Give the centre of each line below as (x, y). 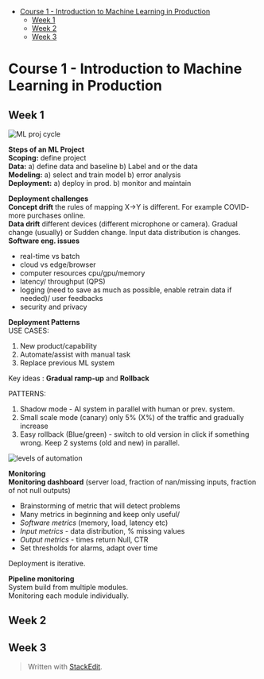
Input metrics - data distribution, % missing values (102, 531)
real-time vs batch (50, 256)
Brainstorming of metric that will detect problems (100, 506)
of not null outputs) (40, 490)
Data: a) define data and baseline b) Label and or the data (103, 166)
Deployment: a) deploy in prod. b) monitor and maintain (100, 183)
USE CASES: (29, 330)
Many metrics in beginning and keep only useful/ (100, 514)
